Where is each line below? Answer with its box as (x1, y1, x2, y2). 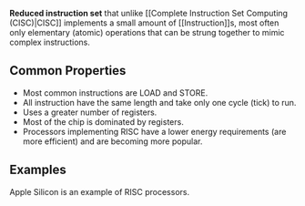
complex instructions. (9, 36, 91, 47)
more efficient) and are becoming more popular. (22, 136, 203, 147)
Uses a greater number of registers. (22, 107, 158, 118)
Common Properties (9, 63, 127, 78)
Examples (9, 162, 66, 178)
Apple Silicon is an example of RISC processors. (9, 186, 189, 197)
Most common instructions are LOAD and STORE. (22, 87, 208, 98)
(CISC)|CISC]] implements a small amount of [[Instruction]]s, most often (9, 17, 280, 28)
